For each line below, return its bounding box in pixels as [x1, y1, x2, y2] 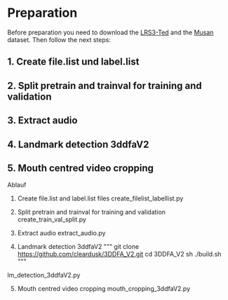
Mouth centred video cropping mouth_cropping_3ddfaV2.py [17, 285, 191, 293]
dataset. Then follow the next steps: [7, 35, 111, 43]
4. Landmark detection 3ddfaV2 [7, 138, 149, 150]
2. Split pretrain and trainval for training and [7, 79, 202, 92]
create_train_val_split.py [17, 215, 86, 224]
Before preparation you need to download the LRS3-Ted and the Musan [7, 28, 214, 36]
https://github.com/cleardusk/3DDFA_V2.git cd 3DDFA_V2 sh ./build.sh [17, 250, 222, 259]
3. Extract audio [7, 114, 78, 127]
